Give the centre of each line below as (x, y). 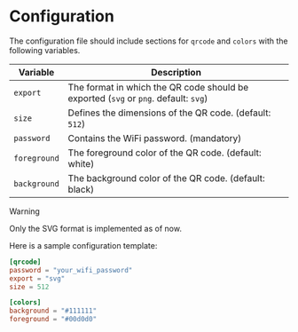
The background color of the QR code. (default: (166, 178)
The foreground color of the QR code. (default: (165, 153)
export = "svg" (37, 278)
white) (81, 163)
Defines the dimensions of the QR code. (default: (169, 113)
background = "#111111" (53, 311)
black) (81, 189)
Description (176, 72)
